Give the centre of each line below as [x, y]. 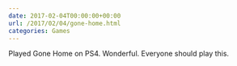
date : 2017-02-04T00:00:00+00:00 [65, 16]
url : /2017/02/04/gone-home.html [65, 23]
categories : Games [39, 31]
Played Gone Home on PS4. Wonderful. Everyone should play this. [118, 54]
